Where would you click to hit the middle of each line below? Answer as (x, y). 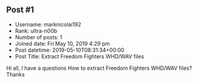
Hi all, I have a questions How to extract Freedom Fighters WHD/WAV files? (99, 68)
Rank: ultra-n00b (36, 31)
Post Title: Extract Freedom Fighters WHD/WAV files (79, 56)
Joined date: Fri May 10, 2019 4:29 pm (62, 43)
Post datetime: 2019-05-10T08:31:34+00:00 (70, 50)
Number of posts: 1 (39, 37)
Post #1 (20, 10)
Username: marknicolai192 (48, 24)
